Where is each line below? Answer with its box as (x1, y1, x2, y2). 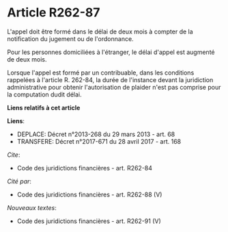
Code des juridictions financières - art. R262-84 (16, 164, 152, 172)
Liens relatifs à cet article (7, 103, 81, 112)
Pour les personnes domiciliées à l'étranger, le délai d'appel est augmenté (7, 48, 215, 56)
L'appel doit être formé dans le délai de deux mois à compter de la (7, 27, 193, 36)
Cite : (7, 151, 20, 159)
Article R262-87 (7, 5, 100, 21)
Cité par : (7, 177, 32, 185)
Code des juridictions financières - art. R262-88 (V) (16, 190, 162, 198)
